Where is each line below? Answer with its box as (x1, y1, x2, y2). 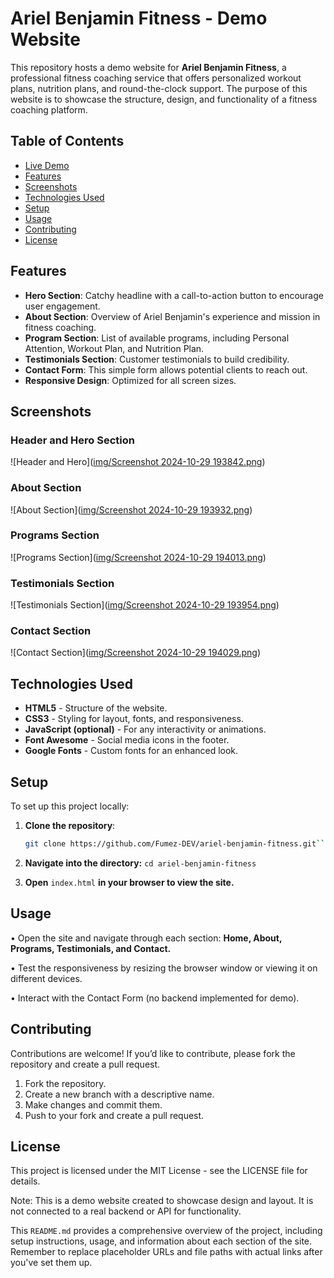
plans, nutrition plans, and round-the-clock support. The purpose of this (10, 82, 308, 94)
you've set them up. (10, 1257, 93, 1269)
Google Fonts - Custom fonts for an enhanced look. (24, 745, 239, 757)
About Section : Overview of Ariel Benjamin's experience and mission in (24, 310, 321, 322)
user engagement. (24, 300, 101, 312)
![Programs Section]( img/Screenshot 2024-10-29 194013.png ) (10, 551, 267, 563)
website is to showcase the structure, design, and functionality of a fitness (10, 93, 318, 105)
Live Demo (24, 159, 70, 171)
